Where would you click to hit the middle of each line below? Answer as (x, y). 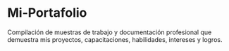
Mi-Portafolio (47, 13)
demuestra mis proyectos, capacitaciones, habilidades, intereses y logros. (115, 39)
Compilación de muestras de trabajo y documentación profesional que (110, 32)
